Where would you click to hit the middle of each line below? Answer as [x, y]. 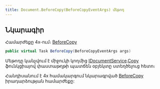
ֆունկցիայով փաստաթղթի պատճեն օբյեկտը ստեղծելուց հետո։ [80, 66]
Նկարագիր [25, 30]
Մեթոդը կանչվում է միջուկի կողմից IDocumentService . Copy [72, 61]
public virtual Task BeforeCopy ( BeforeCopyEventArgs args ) [68, 51]
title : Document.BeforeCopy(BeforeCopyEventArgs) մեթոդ [65, 10]
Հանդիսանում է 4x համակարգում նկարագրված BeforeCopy [74, 76]
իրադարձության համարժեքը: [40, 81]
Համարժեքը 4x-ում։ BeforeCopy [41, 42]
